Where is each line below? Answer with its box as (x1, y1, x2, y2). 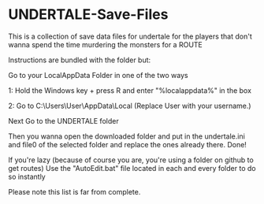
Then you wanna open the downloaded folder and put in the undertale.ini (8, 132, 246, 141)
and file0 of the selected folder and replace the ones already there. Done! (8, 139, 247, 149)
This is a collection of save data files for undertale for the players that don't (8, 32, 252, 41)
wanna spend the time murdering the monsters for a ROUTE (8, 39, 203, 49)
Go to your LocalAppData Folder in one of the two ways (8, 70, 188, 80)
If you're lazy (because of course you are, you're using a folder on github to (8, 155, 254, 165)
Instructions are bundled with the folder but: (8, 55, 151, 65)
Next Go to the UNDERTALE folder (8, 116, 120, 125)
